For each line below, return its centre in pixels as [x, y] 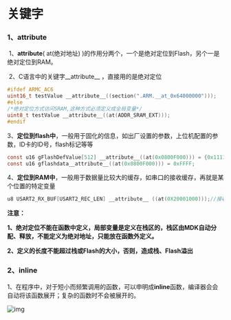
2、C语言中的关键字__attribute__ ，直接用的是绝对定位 [85, 77]
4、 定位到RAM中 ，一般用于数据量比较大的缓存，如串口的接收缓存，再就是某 [115, 178]
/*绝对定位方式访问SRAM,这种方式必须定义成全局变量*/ [75, 109]
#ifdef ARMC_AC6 [30, 90]
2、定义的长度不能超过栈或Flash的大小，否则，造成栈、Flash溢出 [100, 251]
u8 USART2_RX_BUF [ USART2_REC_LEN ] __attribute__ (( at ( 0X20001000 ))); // [112, 199]
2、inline [22, 271]
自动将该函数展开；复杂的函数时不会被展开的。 [73, 295]
